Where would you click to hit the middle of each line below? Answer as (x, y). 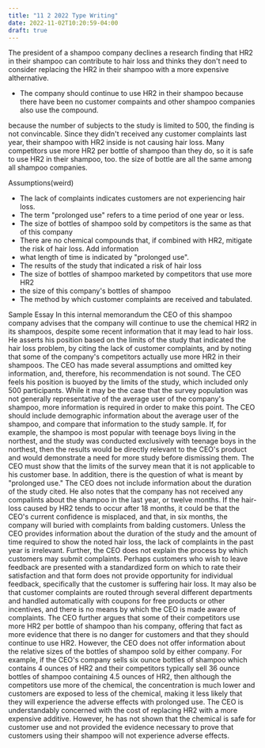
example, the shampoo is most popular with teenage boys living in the (122, 433)
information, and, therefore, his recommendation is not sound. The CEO (125, 374)
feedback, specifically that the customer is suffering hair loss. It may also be (132, 584)
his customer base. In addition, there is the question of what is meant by (126, 475)
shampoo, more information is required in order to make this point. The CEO (132, 407)
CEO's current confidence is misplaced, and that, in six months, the (118, 517)
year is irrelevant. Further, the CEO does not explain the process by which (128, 551)
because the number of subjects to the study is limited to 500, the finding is (131, 126)
